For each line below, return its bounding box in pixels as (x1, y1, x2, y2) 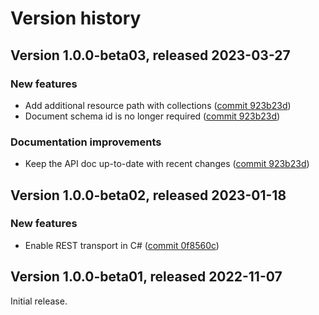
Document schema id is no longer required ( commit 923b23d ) (24, 110, 281, 122)
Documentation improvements (10, 135, 162, 149)
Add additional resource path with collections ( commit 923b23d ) (24, 99, 292, 111)
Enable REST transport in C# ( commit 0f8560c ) (24, 239, 220, 251)
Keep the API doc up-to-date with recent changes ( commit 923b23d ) (24, 158, 310, 170)
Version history (10, 7, 142, 30)
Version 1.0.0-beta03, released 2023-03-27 (10, 47, 291, 64)
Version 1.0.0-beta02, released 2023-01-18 (10, 187, 287, 204)
